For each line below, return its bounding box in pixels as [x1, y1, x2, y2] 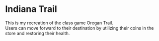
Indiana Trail [5, 3, 57, 15]
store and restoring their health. [5, 30, 70, 36]
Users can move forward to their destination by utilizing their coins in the [5, 25, 154, 31]
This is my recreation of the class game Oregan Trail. [5, 20, 113, 26]
